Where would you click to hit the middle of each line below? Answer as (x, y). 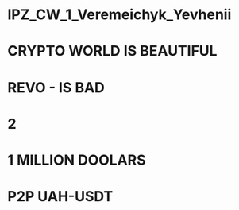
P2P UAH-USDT (60, 197)
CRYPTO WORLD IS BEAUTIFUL (112, 51)
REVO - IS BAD (56, 87)
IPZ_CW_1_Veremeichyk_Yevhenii (119, 15)
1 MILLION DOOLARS (77, 160)
